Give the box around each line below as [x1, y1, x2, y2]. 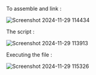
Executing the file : [6, 51, 53, 58]
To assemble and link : [6, 5, 62, 12]
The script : [6, 28, 35, 35]
